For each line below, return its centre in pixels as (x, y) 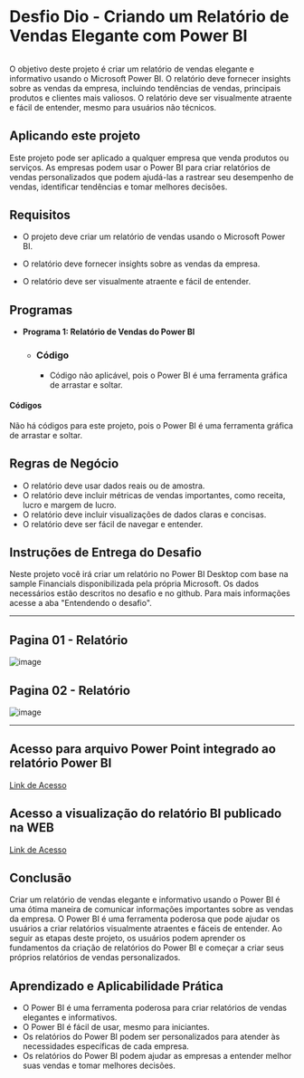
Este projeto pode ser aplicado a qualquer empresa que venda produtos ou (149, 158)
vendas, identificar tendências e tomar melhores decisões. (119, 187)
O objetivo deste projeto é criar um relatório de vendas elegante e (132, 69)
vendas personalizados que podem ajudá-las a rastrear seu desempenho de (152, 177)
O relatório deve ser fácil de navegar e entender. (113, 524)
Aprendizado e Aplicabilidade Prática (116, 986)
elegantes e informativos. (70, 1017)
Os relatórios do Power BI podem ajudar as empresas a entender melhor (157, 1056)
